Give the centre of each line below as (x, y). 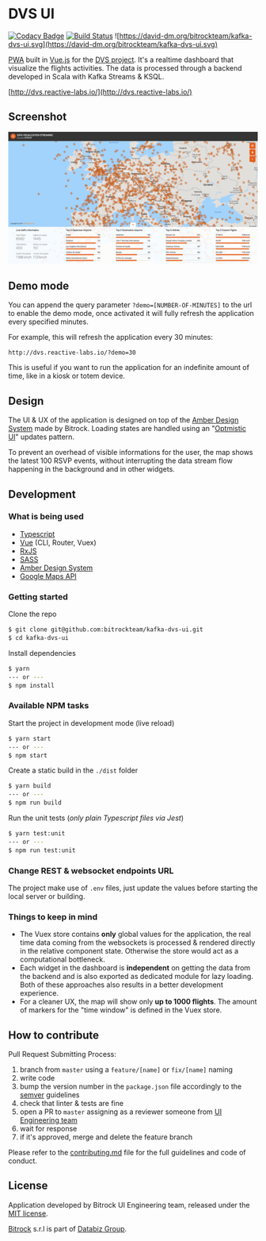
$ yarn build (30, 786)
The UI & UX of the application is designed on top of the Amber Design (123, 420)
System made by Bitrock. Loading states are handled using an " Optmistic (127, 429)
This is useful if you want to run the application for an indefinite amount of (129, 368)
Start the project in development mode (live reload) (91, 723)
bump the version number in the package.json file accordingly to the (131, 1087)
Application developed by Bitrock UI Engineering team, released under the (129, 1204)
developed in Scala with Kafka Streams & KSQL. (86, 76)
